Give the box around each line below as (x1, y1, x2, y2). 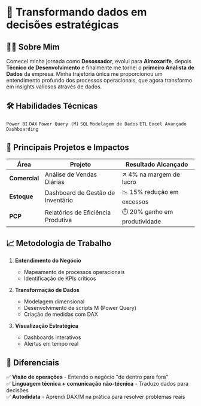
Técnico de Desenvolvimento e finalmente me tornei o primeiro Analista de (6, 64, 194, 71)
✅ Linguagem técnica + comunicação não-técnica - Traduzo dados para (6, 380, 189, 387)
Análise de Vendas (44, 170, 98, 179)
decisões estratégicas (6, 18, 119, 32)
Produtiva (44, 216, 72, 224)
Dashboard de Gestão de (44, 189, 115, 197)
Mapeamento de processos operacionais (23, 269, 125, 276)
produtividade (121, 217, 162, 226)
